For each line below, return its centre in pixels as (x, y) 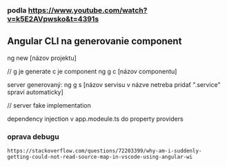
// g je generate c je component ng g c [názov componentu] (92, 71)
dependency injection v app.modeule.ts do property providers (96, 119)
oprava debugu (33, 137)
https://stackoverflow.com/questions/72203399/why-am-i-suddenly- (105, 151)
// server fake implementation (49, 105)
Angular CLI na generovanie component (95, 41)
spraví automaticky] (35, 92)
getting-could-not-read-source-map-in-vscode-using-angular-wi (100, 157)
